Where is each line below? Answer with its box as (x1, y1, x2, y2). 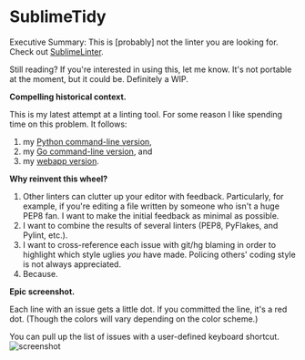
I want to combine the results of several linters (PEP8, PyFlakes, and (22, 220, 279, 231)
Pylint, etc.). (22, 230, 68, 241)
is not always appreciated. (22, 258, 121, 270)
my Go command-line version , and (22, 146, 153, 157)
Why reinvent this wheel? (9, 173, 108, 184)
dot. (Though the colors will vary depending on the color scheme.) (9, 313, 259, 324)
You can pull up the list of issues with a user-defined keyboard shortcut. (9, 331, 280, 342)
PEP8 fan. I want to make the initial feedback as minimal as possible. (22, 210, 280, 221)
